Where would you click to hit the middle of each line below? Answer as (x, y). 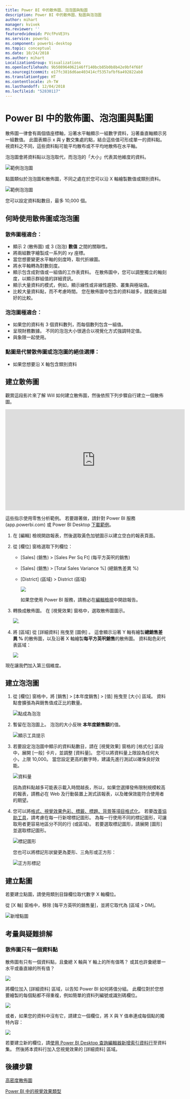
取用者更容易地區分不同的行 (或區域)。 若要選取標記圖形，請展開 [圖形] (88, 824)
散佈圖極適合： (24, 234)
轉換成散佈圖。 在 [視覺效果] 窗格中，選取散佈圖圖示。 (70, 610)
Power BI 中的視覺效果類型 (33, 1091)
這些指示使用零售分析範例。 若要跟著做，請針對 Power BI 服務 (70, 518)
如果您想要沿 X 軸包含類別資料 (45, 364)
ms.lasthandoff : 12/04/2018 (35, 86)
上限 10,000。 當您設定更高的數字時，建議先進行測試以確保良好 (89, 759)
